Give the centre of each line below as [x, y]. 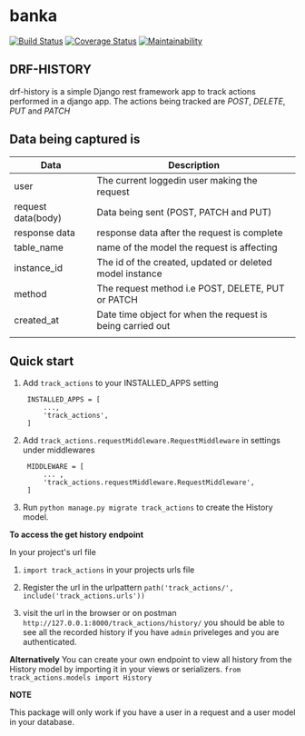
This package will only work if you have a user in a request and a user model [152, 712]
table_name [39, 247]
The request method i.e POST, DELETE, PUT [191, 288]
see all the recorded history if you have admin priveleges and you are [151, 632]
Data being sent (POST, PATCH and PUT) [184, 212]
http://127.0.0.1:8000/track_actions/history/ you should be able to [153, 622]
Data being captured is [75, 139]
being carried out [133, 325]
